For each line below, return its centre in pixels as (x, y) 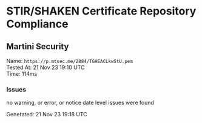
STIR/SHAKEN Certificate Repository (101, 11)
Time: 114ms (22, 74)
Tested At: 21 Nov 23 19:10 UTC (45, 67)
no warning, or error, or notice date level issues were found (80, 103)
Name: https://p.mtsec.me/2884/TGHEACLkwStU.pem (70, 61)
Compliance (37, 24)
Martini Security (38, 46)
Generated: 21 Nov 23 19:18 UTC (47, 115)
